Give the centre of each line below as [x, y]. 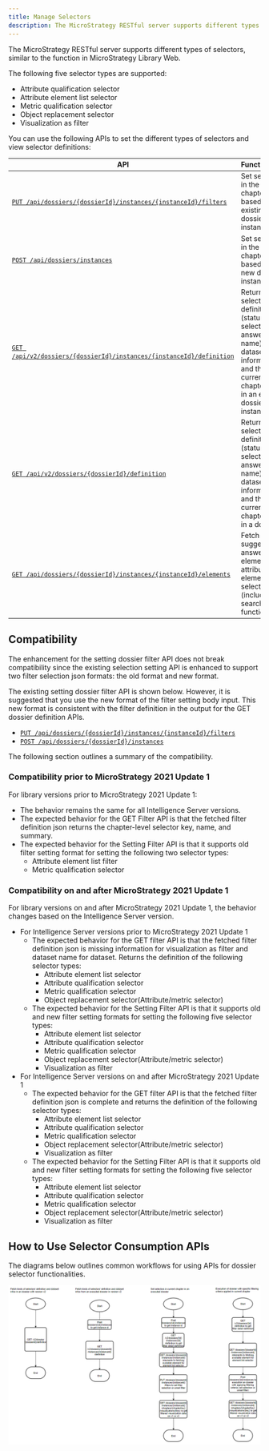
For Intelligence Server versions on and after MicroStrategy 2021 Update [139, 1076]
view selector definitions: [50, 147]
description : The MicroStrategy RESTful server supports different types [134, 25]
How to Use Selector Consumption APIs [109, 1246]
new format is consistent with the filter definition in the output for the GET [130, 708]
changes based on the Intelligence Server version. [91, 916]
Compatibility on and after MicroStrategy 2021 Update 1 [118, 890]
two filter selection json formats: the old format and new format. [114, 676]
